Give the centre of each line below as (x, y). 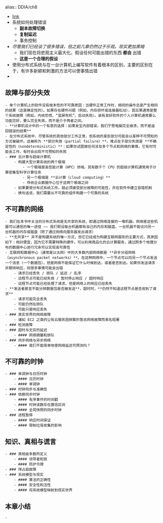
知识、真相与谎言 (31, 442)
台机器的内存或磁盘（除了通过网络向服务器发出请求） (50, 232)
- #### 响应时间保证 (32, 420)
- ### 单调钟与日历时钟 (26, 374)
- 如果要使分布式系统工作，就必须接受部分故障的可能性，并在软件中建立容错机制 (83, 188)
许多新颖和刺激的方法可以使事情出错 (61, 71)
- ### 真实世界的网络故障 (28, 314)
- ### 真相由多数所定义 (26, 454)
